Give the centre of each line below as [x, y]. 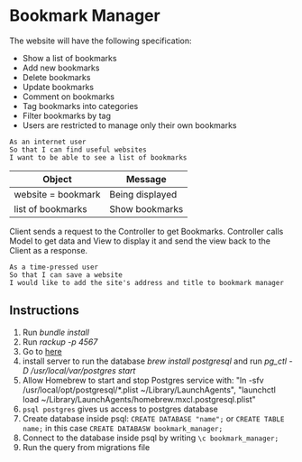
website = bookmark [57, 194]
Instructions [44, 311]
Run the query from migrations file [86, 447]
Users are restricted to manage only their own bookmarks [129, 125]
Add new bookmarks [61, 68]
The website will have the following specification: [101, 41]
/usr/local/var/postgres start [83, 370]
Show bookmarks [146, 208]
